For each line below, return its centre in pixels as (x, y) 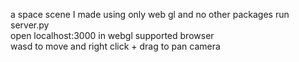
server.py (30, 25)
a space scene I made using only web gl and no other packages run (150, 14)
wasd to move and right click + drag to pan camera (115, 46)
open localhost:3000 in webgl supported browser (112, 35)
